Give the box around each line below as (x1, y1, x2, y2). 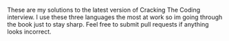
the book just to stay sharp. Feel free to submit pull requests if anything (7, 20, 209, 28)
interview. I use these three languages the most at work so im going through (7, 13, 223, 21)
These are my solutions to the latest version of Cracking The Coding (7, 6, 201, 14)
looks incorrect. (7, 27, 52, 36)
